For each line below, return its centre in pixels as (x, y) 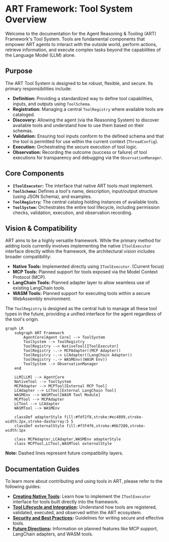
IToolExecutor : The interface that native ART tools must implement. (83, 186)
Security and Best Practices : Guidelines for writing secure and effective (88, 518)
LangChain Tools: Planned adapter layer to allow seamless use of (81, 283)
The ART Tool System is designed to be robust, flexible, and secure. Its (79, 83)
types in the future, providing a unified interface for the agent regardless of (83, 314)
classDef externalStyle (39, 426)
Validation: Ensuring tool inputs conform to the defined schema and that (88, 136)
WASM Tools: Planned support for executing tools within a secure (81, 294)
